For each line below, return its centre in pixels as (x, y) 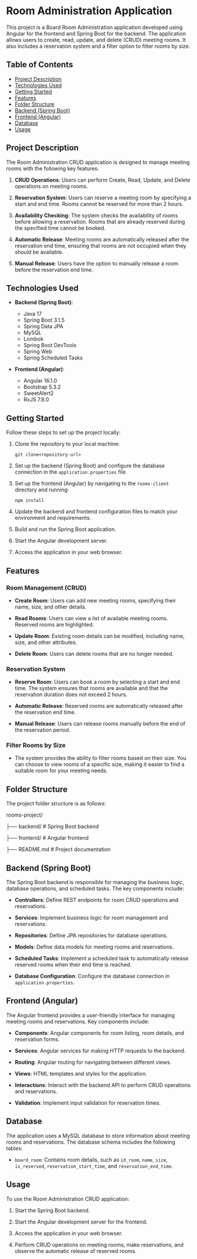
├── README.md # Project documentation (58, 849)
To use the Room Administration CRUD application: (68, 1199)
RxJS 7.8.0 (36, 400)
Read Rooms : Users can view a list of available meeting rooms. (91, 618)
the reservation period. (42, 730)
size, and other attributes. (46, 642)
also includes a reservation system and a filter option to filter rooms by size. (98, 46)
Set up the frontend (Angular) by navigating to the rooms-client (92, 484)
